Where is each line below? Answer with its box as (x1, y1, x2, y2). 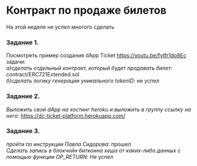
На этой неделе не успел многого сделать (6, 23, 115, 30)
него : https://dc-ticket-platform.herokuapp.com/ (6, 112, 125, 119)
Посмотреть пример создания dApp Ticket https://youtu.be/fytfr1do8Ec (6, 52, 187, 59)
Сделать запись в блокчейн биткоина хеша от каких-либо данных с (6, 147, 181, 154)
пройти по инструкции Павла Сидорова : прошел (6, 140, 131, 147)
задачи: (6, 58, 26, 66)
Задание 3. (6, 127, 41, 135)
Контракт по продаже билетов (6, 4, 167, 17)
